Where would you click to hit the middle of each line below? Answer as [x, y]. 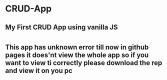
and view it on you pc [39, 70]
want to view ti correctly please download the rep [84, 63]
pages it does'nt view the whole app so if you [77, 55]
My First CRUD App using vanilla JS [62, 27]
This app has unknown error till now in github [77, 47]
